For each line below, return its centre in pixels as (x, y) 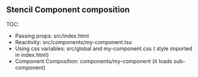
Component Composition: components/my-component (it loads (94, 61)
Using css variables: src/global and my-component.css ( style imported (104, 48)
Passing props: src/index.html (52, 36)
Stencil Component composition (68, 10)
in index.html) (32, 55)
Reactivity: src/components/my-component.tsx (73, 42)
